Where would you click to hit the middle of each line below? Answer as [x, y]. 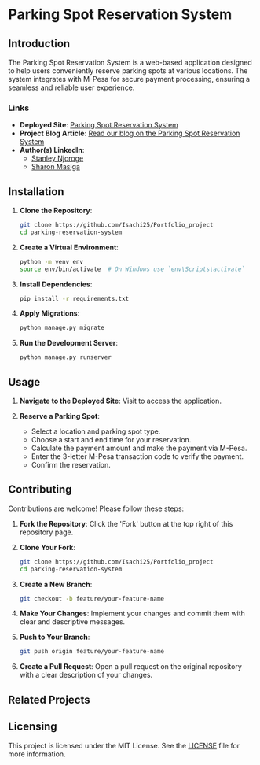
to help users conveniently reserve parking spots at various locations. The [128, 71]
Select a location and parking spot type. [96, 431]
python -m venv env [51, 261]
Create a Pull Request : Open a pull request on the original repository [130, 667]
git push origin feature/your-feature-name [92, 652]
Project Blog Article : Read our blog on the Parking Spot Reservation [130, 133]
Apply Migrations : [49, 313]
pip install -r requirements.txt [74, 298]
